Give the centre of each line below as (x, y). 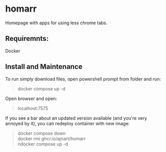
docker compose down (42, 133)
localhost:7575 (33, 108)
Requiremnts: (27, 39)
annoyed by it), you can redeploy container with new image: (67, 123)
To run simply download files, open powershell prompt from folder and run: (83, 79)
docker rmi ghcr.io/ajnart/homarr (51, 138)
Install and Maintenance (44, 67)
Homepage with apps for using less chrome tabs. (56, 23)
